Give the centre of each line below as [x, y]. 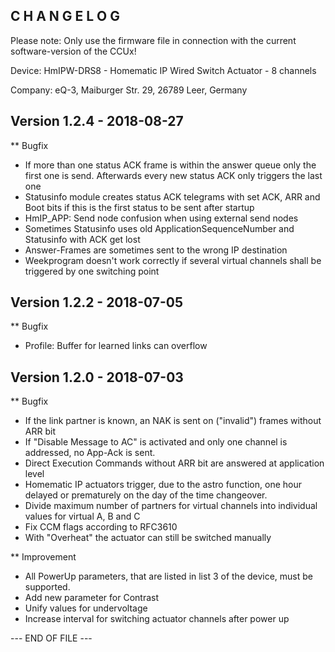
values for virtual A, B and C [82, 516]
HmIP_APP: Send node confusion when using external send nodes [161, 218]
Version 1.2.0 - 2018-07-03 [97, 377]
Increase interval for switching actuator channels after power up [157, 619]
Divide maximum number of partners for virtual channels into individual [171, 506]
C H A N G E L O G [65, 16]
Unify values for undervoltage [86, 608]
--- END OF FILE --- [51, 638]
